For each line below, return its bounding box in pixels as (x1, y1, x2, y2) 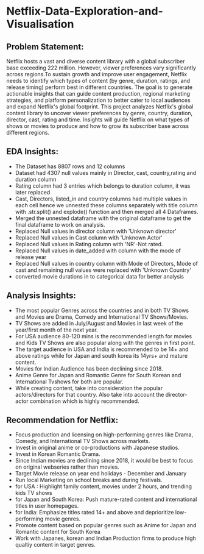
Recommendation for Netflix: (6, 415, 119, 425)
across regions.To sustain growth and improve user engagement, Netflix (6, 71, 188, 77)
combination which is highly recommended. (29, 397, 139, 405)
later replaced (15, 188, 51, 196)
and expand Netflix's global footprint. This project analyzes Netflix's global (6, 103, 194, 110)
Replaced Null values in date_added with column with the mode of (15, 247, 181, 254)
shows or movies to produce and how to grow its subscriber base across (6, 123, 189, 129)
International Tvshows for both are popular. (15, 378, 124, 385)
